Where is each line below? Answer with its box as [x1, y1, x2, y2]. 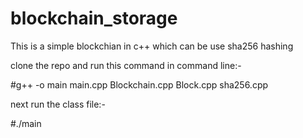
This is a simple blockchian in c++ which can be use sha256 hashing [10, 40, 294, 52]
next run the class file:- [10, 98, 106, 110]
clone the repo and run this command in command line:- [10, 59, 242, 71]
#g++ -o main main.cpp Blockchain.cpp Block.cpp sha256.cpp [10, 78, 269, 91]
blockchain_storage [10, 7, 178, 30]
